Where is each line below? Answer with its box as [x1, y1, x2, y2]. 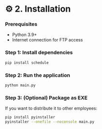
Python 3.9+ [12, 32, 37, 37]
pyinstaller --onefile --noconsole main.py [5, 119, 95, 124]
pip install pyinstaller [5, 115, 55, 120]
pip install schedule [5, 60, 49, 65]
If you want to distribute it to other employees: [5, 106, 98, 111]
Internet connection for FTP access [12, 37, 83, 43]
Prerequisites [5, 21, 37, 28]
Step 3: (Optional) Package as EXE [5, 94, 88, 101]
